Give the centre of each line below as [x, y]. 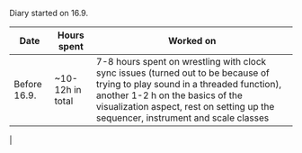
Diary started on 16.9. [49, 13]
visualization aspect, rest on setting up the [185, 107]
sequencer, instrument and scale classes [182, 118]
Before [28, 84]
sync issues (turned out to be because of [182, 73]
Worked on [192, 41]
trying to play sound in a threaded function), [188, 84]
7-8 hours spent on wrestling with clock [181, 62]
